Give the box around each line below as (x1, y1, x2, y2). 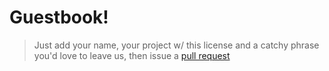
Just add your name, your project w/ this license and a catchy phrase (33, 39, 320, 51)
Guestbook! (9, 6, 109, 29)
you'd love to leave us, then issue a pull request (33, 49, 231, 61)
